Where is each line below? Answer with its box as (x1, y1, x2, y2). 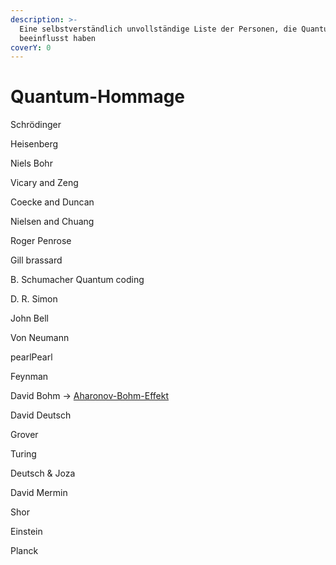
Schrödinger (10, 119, 62, 131)
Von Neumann (10, 332, 70, 344)
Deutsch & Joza (10, 467, 76, 480)
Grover (10, 429, 39, 441)
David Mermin (10, 487, 68, 499)
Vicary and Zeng (10, 177, 79, 189)
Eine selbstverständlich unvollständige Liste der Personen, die (19, 24, 298, 34)
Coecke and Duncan (10, 196, 95, 208)
